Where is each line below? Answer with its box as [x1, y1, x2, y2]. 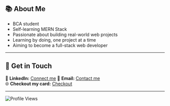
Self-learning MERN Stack [12, 26, 67, 32]
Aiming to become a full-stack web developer [12, 42, 108, 48]
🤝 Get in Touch [5, 62, 52, 70]
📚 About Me [5, 5, 46, 13]
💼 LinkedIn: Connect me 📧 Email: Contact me [5, 75, 100, 81]
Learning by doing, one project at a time [12, 37, 96, 43]
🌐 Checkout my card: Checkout [5, 81, 72, 87]
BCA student [12, 20, 39, 27]
